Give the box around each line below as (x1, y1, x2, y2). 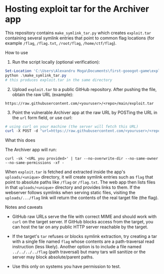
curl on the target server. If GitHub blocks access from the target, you (12, 219, 154, 225)
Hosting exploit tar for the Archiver (5, 3, 149, 15)
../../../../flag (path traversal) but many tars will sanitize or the (12, 249, 146, 255)
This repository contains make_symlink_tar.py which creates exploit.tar (5, 30, 151, 36)
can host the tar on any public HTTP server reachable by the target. (12, 224, 148, 230)
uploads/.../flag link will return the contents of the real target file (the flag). (5, 195, 159, 201)
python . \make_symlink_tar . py (5, 73, 67, 78)
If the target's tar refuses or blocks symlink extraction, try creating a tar (12, 234, 157, 239)
